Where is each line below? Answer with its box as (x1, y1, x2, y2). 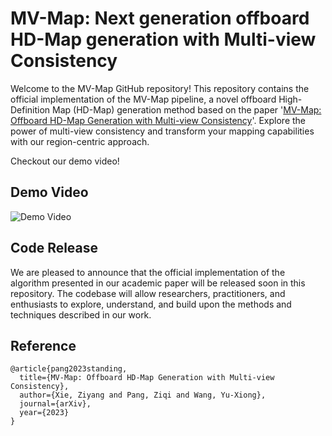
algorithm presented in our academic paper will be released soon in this (10, 277, 306, 289)
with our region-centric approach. (10, 135, 150, 147)
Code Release (10, 240, 99, 257)
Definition (10, 103, 51, 116)
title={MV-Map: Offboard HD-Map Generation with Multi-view (19, 373, 275, 383)
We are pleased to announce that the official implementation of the (10, 266, 286, 278)
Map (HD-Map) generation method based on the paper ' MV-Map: (52, 103, 322, 116)
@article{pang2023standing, (10, 364, 128, 374)
